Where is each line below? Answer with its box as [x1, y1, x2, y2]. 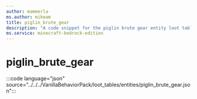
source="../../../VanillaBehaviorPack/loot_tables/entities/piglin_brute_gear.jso [6, 81, 191, 88]
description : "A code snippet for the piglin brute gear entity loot [6, 25, 180, 31]
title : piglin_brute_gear [6, 19, 69, 25]
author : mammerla [6, 8, 49, 15]
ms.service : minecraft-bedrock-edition [6, 30, 104, 36]
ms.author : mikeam [6, 14, 51, 20]
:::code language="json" [6, 75, 65, 82]
